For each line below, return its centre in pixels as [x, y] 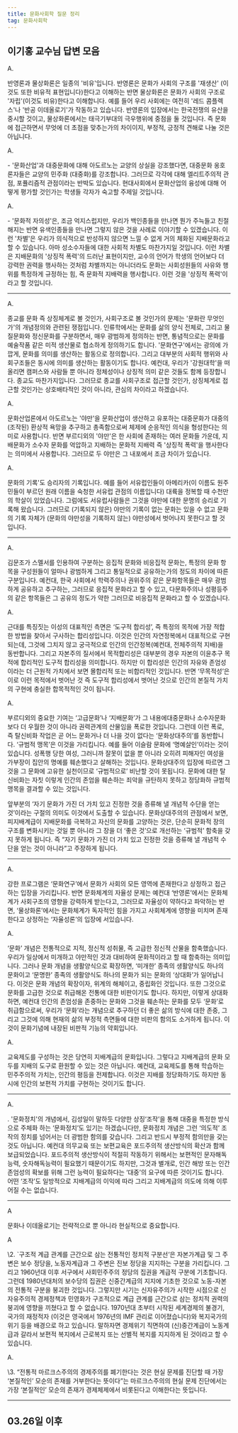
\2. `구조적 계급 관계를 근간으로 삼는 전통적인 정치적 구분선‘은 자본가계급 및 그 [114, 1255]
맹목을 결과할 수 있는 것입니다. [49, 789]
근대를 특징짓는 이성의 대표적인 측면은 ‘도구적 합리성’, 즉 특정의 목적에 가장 [110, 627]
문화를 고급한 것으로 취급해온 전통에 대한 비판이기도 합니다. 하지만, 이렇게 [108, 993]
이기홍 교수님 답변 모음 [54, 51]
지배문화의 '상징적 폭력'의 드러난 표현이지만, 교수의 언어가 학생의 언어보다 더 [119, 256]
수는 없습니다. [39, 1190]
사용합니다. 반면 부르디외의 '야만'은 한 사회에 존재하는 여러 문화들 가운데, [120, 436]
